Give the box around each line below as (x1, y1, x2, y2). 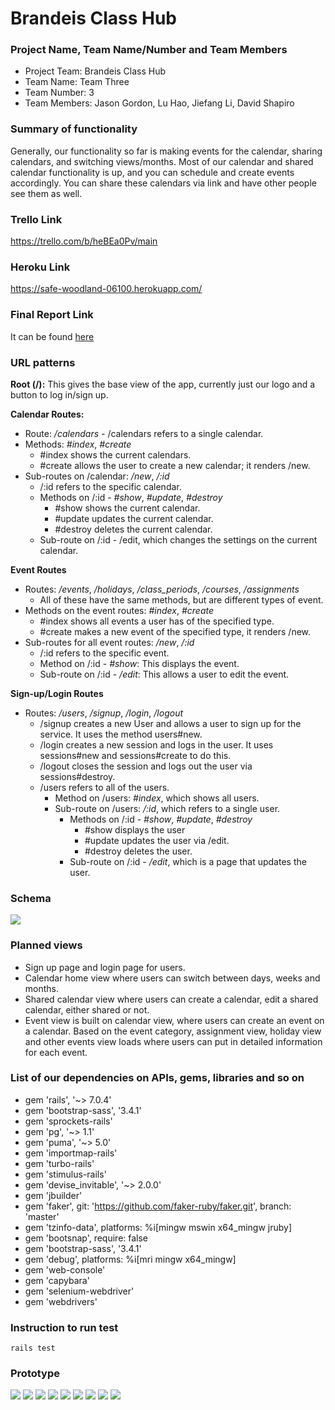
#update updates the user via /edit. (84, 834, 230, 846)
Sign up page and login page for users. (24, 961, 186, 973)
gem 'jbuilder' (24, 1189, 83, 1201)
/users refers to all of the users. (39, 781, 170, 793)
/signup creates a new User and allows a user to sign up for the (39, 717, 302, 729)
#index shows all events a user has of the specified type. (39, 615, 275, 627)
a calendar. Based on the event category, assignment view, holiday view (24, 1025, 322, 1037)
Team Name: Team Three (24, 76, 130, 88)
